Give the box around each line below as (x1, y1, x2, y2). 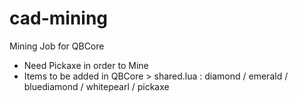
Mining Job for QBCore (9, 40, 105, 52)
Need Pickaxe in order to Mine (23, 59, 149, 71)
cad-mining (9, 7, 109, 30)
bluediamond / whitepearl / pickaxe (23, 80, 170, 92)
